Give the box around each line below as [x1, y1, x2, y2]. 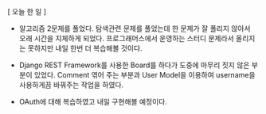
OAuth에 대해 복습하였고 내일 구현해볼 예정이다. [18, 97, 168, 106]
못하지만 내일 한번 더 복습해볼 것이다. [27, 44, 143, 53]
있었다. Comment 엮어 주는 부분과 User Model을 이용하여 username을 [33, 70, 256, 79]
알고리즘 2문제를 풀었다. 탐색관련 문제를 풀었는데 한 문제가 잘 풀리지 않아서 [18, 24, 251, 33]
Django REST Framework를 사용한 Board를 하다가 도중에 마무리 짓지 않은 [18, 60, 250, 70]
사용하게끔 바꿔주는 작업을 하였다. [18, 80, 124, 89]
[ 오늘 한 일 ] [7, 7, 47, 16]
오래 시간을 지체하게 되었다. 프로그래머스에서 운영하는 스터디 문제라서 [18, 34, 234, 43]
